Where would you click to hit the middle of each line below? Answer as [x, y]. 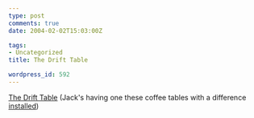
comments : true [34, 23]
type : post [27, 16]
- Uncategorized [35, 53]
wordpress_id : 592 [39, 75]
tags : [17, 45]
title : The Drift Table [48, 60]
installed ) [24, 106]
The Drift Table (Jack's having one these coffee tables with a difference [127, 97]
